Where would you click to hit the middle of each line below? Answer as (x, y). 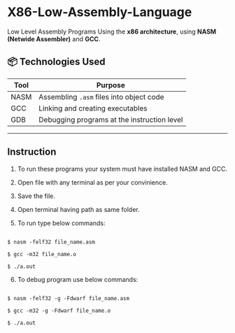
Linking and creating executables (93, 108)
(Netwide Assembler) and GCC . (54, 38)
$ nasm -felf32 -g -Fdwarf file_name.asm (69, 298)
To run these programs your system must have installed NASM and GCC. (122, 169)
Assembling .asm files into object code (101, 97)
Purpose (111, 85)
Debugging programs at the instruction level (111, 120)
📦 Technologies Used (57, 62)
